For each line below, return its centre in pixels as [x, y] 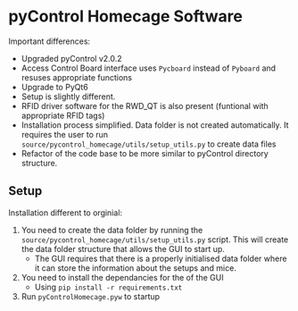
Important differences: [50, 41]
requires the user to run [65, 134]
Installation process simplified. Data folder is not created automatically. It [155, 125]
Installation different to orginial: [65, 213]
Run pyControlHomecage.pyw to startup [91, 296]
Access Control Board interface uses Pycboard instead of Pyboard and [149, 68]
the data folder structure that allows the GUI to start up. [123, 248]
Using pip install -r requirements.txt [108, 287]
